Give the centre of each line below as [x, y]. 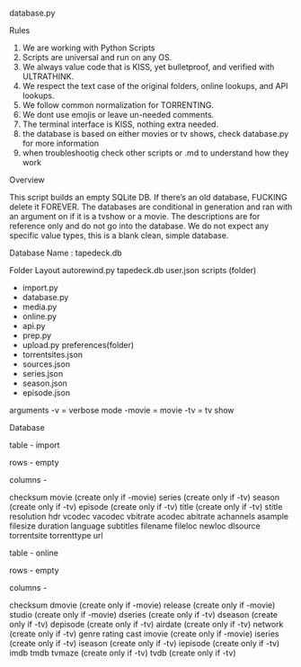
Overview [27, 180]
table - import [35, 445]
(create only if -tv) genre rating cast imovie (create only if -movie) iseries [144, 634]
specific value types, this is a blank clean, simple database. [119, 236]
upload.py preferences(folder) [78, 345]
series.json [43, 374]
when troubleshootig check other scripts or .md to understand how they [155, 153]
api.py [34, 326]
